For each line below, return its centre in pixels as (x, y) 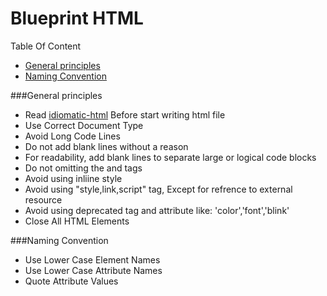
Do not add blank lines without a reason (106, 146)
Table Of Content (46, 46)
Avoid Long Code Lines (72, 136)
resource (43, 199)
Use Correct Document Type (84, 125)
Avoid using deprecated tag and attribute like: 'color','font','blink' (157, 210)
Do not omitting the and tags (83, 168)
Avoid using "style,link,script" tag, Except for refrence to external (158, 189)
